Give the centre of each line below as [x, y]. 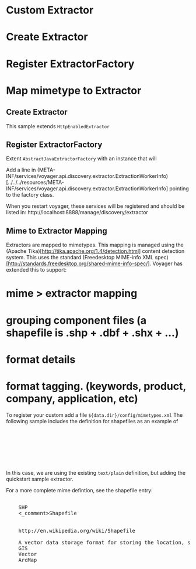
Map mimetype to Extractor [74, 90]
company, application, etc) [72, 398]
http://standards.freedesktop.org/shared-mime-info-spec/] [79, 263]
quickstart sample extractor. [40, 479]
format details [41, 359]
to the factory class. [30, 195]
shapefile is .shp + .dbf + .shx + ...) [92, 333]
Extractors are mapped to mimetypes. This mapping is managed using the [95, 245]
